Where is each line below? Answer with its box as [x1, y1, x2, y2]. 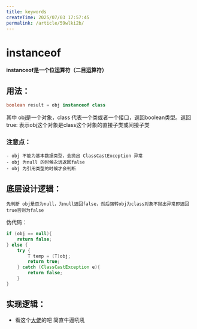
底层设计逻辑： [6, 183, 62, 194]
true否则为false [6, 208, 44, 214]
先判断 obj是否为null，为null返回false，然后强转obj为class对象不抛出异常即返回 [6, 201, 190, 208]
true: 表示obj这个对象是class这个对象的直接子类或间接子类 [6, 121, 150, 128]
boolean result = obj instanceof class [6, 102, 106, 108]
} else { [6, 242, 28, 248]
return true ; [28, 259, 60, 265]
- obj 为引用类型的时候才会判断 [6, 166, 76, 172]
